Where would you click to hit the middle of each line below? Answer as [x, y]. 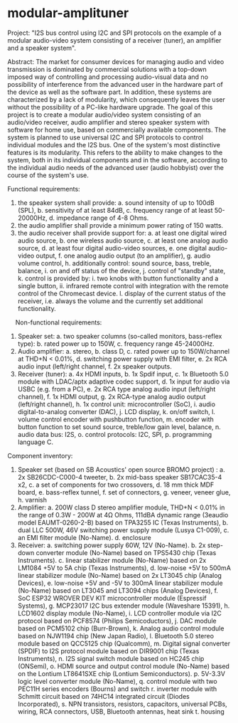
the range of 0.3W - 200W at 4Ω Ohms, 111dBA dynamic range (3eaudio [123, 514]
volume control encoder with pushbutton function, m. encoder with [116, 419]
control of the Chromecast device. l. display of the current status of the [121, 293]
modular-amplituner [68, 13]
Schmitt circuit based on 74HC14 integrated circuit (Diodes [103, 696]
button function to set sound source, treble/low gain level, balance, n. [119, 427]
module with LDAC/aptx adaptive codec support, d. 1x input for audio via [124, 381]
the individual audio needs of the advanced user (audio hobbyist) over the [115, 167]
